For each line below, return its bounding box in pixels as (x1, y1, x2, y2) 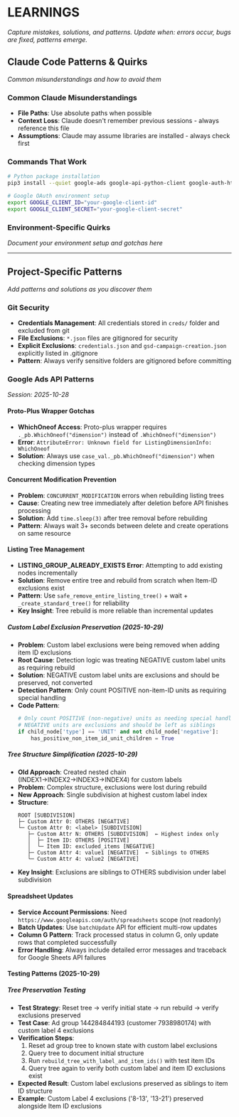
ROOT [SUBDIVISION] (17, 812, 76, 819)
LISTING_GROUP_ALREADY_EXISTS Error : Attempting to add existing (17, 561, 223, 570)
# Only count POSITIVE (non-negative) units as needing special (17, 715, 213, 722)
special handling (17, 694, 66, 702)
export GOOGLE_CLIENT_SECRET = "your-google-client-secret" (7, 206, 183, 213)
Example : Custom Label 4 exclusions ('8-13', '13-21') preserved (17, 1094, 204, 1103)
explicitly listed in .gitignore (17, 349, 98, 358)
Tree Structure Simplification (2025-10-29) (7, 750, 138, 758)
